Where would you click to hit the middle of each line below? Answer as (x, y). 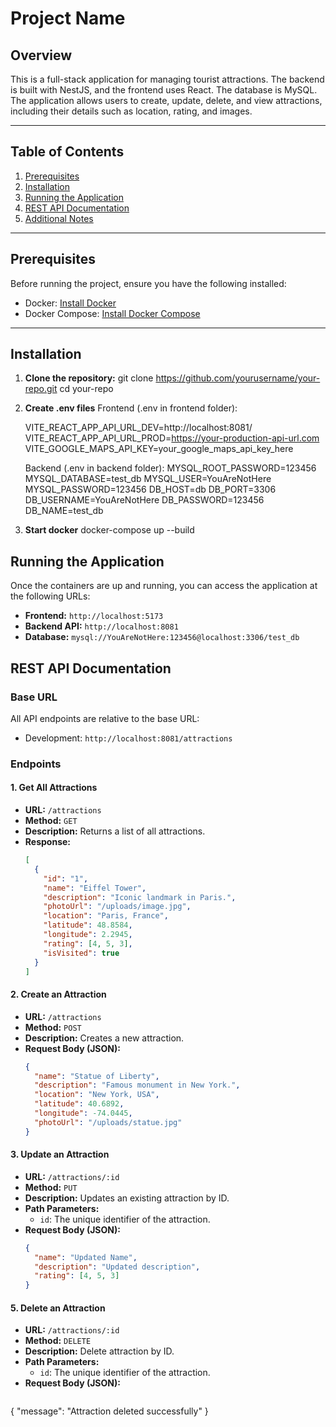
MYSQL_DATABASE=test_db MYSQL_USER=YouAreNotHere (148, 479)
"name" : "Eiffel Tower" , (95, 888)
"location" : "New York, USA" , (97, 1095)
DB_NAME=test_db (64, 511)
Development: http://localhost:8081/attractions (128, 738)
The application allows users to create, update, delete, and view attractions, (166, 100)
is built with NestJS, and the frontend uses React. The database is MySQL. (164, 90)
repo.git (41, 389)
